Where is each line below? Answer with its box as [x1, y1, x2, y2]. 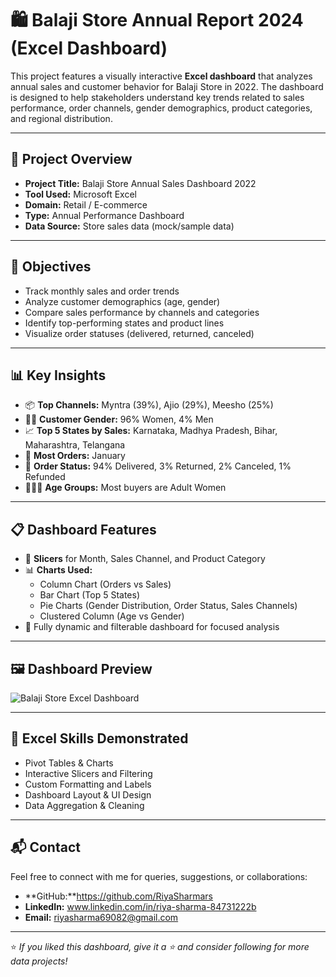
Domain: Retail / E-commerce [24, 198, 148, 211]
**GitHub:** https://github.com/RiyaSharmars [24, 890, 213, 902]
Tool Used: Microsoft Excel [24, 188, 137, 200]
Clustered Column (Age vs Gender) [39, 610, 185, 622]
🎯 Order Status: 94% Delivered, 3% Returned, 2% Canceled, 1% [24, 460, 292, 472]
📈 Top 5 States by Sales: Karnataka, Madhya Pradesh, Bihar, [24, 425, 278, 437]
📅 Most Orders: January [24, 450, 126, 462]
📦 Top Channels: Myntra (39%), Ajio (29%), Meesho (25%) [24, 399, 274, 411]
